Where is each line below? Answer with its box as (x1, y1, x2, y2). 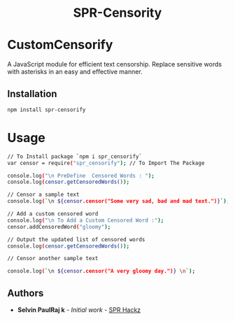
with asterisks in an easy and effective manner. (7, 68, 143, 76)
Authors (7, 287, 44, 299)
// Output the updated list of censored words (7, 236, 145, 243)
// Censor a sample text (7, 191, 80, 199)
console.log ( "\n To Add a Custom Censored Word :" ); (7, 217, 164, 224)
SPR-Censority (73, 5, 162, 21)
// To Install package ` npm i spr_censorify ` (7, 152, 142, 160)
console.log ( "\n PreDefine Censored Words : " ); (7, 172, 155, 179)
